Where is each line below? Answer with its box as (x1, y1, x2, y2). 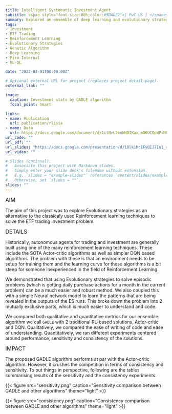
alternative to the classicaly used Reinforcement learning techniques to (5, 213, 155, 219)
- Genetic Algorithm (5, 46, 50, 51)
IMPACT (5, 345, 26, 352)
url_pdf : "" (5, 139, 31, 145)
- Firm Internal (5, 55, 40, 60)
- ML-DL (5, 60, 22, 65)
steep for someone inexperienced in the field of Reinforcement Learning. (5, 266, 159, 272)
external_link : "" (5, 83, 45, 89)
